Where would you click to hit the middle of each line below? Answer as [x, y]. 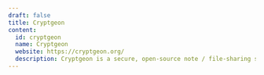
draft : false [29, 15]
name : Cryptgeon [42, 45]
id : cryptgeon [38, 37]
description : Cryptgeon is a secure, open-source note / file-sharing [133, 59]
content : [22, 30]
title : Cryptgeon [37, 23]
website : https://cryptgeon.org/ [70, 52]
